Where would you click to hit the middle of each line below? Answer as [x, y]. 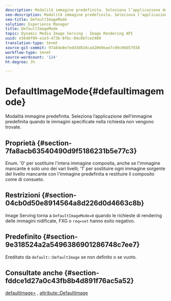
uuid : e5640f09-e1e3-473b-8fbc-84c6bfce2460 [53, 39]
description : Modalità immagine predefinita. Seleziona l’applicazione [83, 10]
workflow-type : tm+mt [28, 52]
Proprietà [20, 143]
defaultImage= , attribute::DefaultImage [47, 293]
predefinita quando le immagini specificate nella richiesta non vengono [80, 122]
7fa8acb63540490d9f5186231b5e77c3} [71, 151]
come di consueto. [25, 179]
